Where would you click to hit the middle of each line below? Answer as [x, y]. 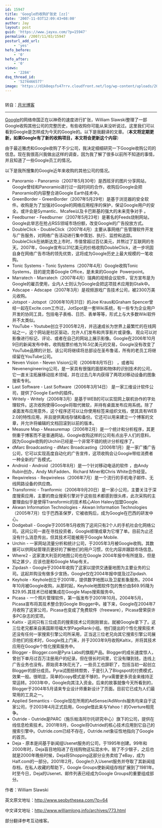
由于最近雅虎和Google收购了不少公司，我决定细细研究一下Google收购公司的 [81, 148]
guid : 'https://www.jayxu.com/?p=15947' [46, 32]
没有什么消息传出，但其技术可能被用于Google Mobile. [65, 537]
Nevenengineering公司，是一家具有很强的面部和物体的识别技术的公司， [83, 368]
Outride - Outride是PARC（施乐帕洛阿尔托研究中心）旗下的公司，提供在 [83, 719]
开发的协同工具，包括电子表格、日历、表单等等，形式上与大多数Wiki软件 [84, 314]
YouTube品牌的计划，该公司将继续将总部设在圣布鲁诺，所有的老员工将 [82, 350]
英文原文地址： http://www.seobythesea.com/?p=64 [56, 800]
